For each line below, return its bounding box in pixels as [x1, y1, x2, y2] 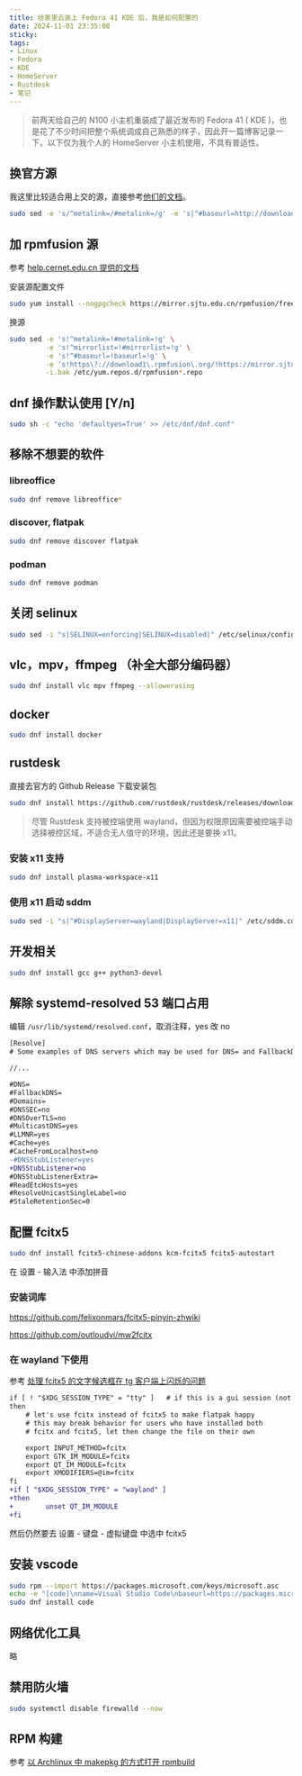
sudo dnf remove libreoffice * [9, 494, 123, 504]
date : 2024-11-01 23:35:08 [9, 22, 111, 31]
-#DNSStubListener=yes [9, 1155, 94, 1164]
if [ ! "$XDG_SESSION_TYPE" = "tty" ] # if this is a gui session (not [9, 1393, 292, 1403]
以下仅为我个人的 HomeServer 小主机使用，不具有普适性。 [47, 137, 264, 148]
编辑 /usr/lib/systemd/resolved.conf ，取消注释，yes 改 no [9, 1021, 231, 1032]
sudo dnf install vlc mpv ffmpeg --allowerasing [9, 682, 195, 691]
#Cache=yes [9, 1138, 50, 1148]
